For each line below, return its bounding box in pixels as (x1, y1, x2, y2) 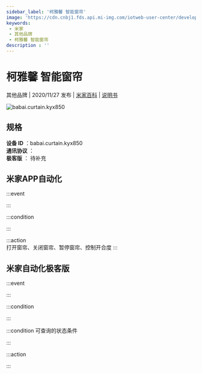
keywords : (6, 20, 31, 26)
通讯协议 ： (6, 147, 34, 154)
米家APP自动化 (6, 174, 62, 184)
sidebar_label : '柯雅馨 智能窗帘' (6, 8, 87, 15)
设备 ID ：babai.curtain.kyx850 (6, 139, 83, 146)
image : (6, 14, 23, 20)
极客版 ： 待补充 (6, 154, 46, 161)
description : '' (6, 43, 50, 49)
